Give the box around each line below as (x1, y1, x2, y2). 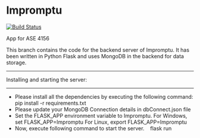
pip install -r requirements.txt (14, 99, 86, 106)
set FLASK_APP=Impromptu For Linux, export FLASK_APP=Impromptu (14, 118, 187, 126)
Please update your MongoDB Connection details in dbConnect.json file (14, 105, 192, 113)
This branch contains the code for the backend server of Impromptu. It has (6, 46, 189, 54)
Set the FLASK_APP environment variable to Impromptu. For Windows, (14, 112, 187, 119)
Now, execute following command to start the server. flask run (14, 124, 172, 131)
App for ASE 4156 (6, 34, 49, 42)
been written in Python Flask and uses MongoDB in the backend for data (6, 52, 185, 59)
